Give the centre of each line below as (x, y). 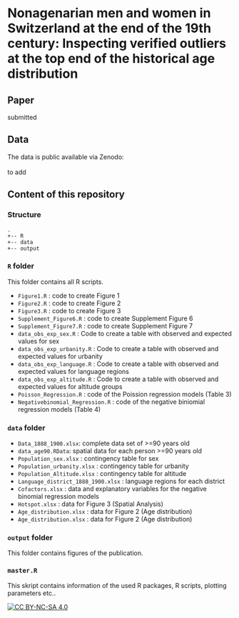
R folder (21, 266)
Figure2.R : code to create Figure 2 (69, 303)
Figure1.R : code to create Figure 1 (68, 295)
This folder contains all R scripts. (55, 282)
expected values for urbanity (60, 356)
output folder (30, 538)
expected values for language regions (73, 371)
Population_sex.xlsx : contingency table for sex (88, 459)
